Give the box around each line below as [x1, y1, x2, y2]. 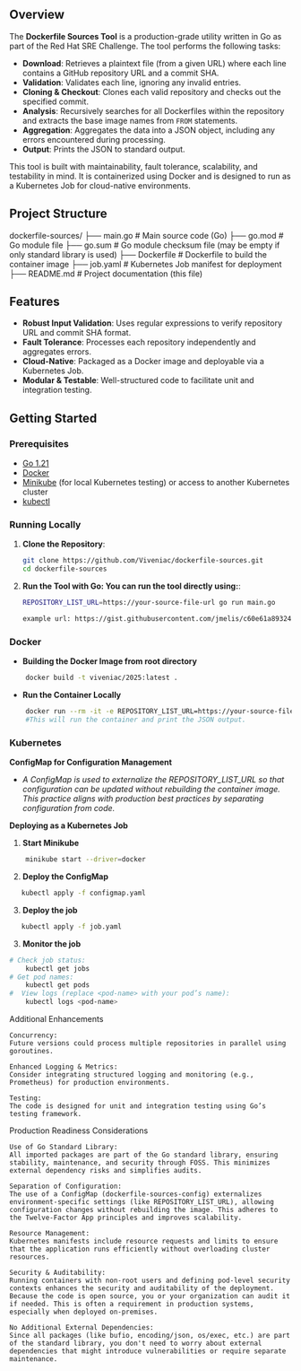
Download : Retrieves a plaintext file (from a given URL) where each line [21, 57, 287, 68]
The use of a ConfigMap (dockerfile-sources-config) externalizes [9, 1190, 262, 1199]
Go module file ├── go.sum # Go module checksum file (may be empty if [9, 240, 280, 250]
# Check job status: [9, 956, 87, 965]
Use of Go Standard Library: [9, 1143, 118, 1152]
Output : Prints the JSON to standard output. [21, 144, 185, 154]
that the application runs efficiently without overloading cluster [9, 1244, 271, 1254]
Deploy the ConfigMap [21, 871, 109, 882]
